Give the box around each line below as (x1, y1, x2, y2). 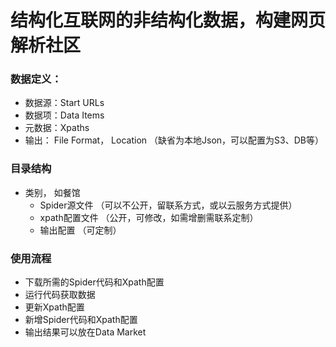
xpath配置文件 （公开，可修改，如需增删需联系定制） (39, 211, 259, 223)
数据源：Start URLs (24, 97, 105, 109)
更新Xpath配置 (24, 301, 85, 313)
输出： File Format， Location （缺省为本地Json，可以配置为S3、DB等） (24, 134, 324, 146)
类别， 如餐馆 (24, 186, 81, 198)
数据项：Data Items (24, 109, 105, 121)
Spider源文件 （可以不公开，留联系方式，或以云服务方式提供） (39, 199, 298, 211)
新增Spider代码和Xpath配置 (24, 314, 138, 326)
